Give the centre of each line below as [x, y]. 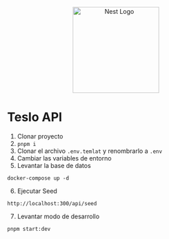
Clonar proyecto [40, 136]
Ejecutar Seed [37, 191]
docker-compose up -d [38, 178]
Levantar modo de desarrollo [58, 216]
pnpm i [27, 144]
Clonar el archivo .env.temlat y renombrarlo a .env [90, 151]
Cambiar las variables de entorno [64, 158]
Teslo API [35, 117]
